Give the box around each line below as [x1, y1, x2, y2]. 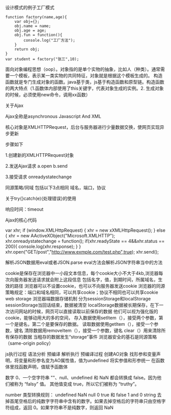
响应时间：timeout [5, 206, 44, 212]
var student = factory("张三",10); [5, 57, 79, 62]
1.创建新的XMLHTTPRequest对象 [5, 152, 74, 158]
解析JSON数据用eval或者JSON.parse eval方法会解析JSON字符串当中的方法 [5, 259, 163, 265]
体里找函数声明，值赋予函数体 [5, 364, 68, 370]
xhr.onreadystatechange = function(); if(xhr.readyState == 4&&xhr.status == [5, 238, 165, 244]
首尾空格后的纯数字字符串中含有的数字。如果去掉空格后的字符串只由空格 [9, 398, 161, 404]
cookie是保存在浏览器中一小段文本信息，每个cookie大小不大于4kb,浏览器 [5, 270, 159, 276]
